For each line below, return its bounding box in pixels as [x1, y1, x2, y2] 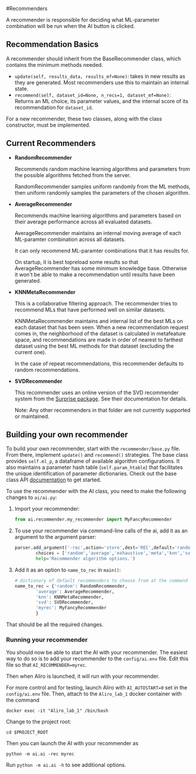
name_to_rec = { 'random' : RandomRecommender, [14, 583, 128, 589]
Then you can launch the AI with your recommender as [6, 740, 139, 747]
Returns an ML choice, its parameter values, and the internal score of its [14, 97, 188, 104]
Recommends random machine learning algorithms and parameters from [14, 165, 190, 172]
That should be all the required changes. [6, 621, 104, 628]
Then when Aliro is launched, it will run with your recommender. [6, 673, 160, 680]
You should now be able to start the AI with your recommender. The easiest [6, 649, 188, 656]
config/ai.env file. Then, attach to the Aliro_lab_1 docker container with [6, 690, 183, 697]
